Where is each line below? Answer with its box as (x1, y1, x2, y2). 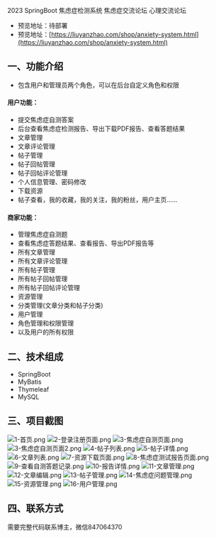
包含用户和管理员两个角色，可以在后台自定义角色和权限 (17, 80, 179, 89)
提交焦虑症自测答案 (17, 116, 74, 124)
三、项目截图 (7, 415, 64, 427)
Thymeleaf (17, 385, 50, 394)
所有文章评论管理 (17, 257, 68, 265)
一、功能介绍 (7, 60, 64, 72)
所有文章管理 (17, 248, 55, 257)
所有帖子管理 (17, 266, 55, 274)
